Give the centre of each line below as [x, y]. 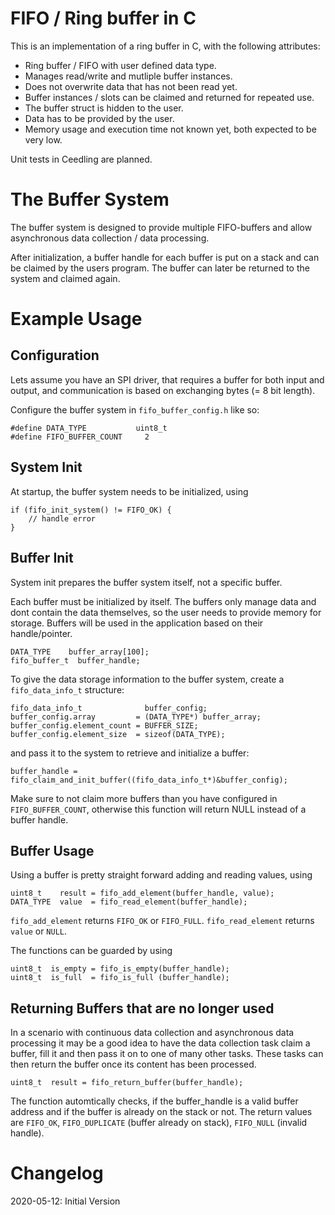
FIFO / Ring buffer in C [103, 18]
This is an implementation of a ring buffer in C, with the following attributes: [165, 46]
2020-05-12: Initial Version [65, 1201]
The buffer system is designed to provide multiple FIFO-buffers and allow [161, 227]
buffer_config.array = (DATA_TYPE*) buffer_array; [136, 717]
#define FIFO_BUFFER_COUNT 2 [80, 437]
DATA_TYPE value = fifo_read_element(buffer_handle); [129, 902]
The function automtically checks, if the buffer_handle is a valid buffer [154, 1101]
